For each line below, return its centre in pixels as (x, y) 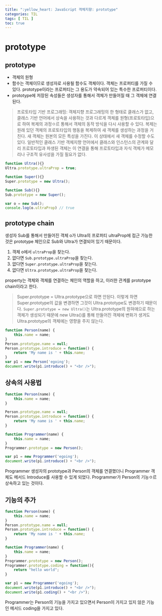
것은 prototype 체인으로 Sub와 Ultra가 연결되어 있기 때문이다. (63, 241)
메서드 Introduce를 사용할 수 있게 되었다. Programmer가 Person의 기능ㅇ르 (85, 477)
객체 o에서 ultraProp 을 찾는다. (41, 252)
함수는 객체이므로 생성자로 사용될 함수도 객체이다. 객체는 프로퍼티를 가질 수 (82, 84)
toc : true (15, 23)
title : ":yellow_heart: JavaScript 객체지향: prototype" (62, 9)
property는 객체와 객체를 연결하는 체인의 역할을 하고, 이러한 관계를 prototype (78, 280)
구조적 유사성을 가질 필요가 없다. (56, 154)
